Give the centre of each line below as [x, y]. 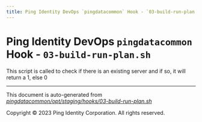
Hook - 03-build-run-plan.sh [79, 54]
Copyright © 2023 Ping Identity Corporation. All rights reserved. [86, 112]
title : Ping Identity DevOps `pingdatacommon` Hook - [75, 12]
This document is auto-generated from [54, 94]
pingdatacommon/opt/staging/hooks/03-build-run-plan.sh [79, 101]
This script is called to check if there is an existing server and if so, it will [96, 71]
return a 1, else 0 [27, 77]
